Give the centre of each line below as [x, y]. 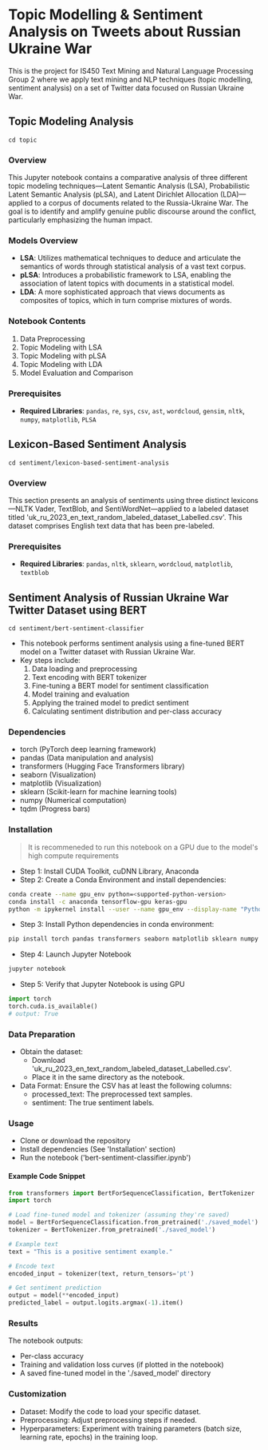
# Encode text [32, 1266]
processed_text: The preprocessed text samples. [112, 1094]
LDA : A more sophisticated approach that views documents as [122, 292]
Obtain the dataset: [51, 1052]
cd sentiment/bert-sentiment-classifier [77, 629]
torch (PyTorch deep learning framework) [88, 749]
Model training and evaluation [81, 694]
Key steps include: [50, 661]
